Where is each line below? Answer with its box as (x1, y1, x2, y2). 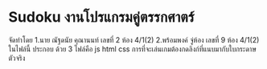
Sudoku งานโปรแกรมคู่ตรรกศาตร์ (8, 8, 195, 26)
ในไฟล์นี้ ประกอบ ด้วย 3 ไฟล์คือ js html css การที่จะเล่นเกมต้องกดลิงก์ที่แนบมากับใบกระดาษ (8, 44, 257, 54)
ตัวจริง (8, 53, 26, 63)
